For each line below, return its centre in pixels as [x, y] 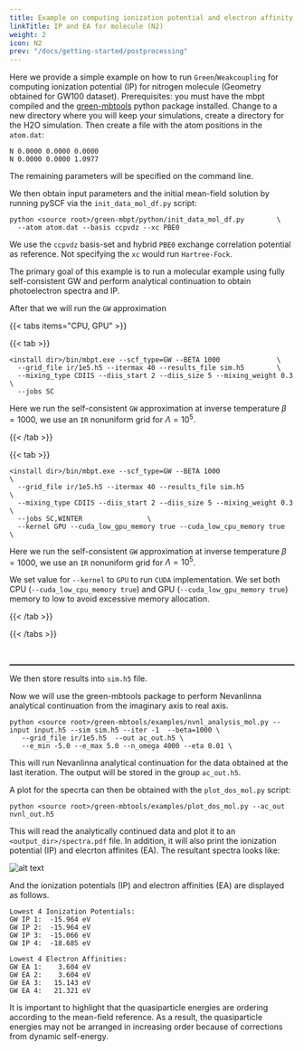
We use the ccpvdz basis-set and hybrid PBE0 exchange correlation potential [150, 244]
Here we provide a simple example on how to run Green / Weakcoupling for [144, 77]
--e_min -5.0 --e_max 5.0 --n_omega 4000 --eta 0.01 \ [127, 746]
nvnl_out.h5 [32, 815]
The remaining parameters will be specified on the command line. [132, 176]
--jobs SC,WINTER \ [85, 518]
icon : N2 [26, 43]
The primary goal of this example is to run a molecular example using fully [147, 271]
